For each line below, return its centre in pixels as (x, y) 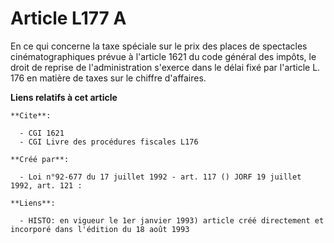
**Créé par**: (40, 159)
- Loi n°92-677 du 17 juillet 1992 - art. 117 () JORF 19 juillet (160, 177)
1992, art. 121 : (46, 185)
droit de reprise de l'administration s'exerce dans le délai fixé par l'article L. (165, 67)
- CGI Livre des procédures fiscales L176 (109, 142)
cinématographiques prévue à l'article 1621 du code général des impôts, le (163, 56)
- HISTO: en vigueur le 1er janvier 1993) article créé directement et (172, 220)
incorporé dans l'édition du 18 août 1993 (100, 229)
